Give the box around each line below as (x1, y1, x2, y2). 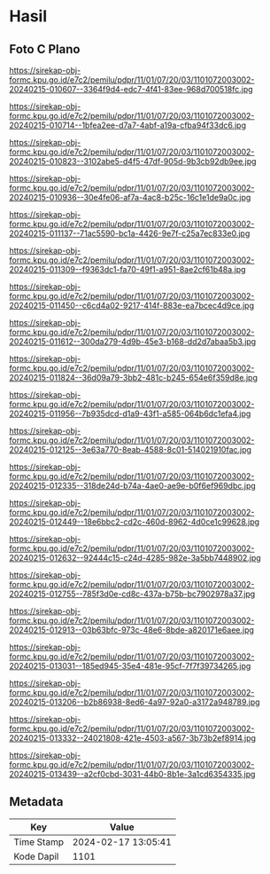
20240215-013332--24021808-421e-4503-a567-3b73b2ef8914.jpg (9, 733, 257, 743)
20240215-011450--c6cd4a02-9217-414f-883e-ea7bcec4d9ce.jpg (9, 300, 255, 311)
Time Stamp (13, 836, 65, 848)
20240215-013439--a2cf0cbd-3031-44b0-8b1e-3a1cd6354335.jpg (9, 769, 256, 779)
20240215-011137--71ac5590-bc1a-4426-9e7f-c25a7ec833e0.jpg (9, 228, 251, 239)
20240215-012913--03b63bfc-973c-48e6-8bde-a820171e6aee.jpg (9, 625, 255, 635)
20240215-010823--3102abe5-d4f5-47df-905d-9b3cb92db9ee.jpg (9, 156, 257, 166)
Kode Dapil (13, 850, 59, 862)
